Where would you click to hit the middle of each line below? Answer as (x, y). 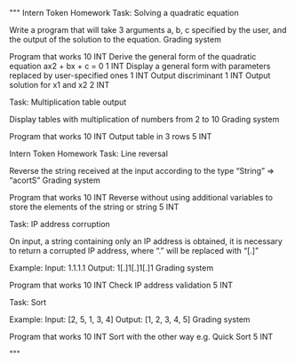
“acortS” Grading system (55, 180)
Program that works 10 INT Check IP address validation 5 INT (121, 285)
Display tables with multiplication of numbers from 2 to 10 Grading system (144, 119)
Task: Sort (28, 302)
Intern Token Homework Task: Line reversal (89, 153)
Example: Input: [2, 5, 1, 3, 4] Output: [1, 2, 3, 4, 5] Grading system (130, 319)
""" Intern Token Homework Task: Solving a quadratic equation (124, 13)
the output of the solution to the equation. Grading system (116, 39)
